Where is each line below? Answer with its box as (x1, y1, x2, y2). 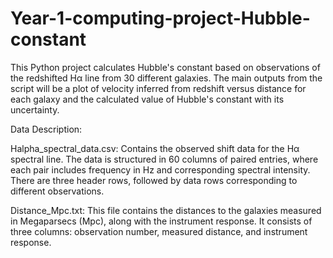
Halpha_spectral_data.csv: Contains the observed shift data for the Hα (10, 142, 300, 154)
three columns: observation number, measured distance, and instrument (10, 225, 308, 237)
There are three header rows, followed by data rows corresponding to (10, 174, 298, 186)
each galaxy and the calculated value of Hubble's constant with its (10, 93, 285, 105)
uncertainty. (10, 103, 60, 116)
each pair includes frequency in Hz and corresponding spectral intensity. (10, 163, 311, 176)
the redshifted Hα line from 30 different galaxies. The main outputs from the (10, 72, 323, 84)
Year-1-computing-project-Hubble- (10, 7, 311, 30)
